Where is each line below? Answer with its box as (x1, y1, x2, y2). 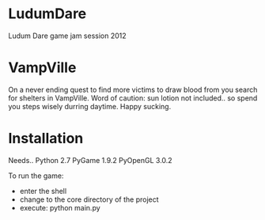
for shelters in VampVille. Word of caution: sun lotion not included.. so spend (8, 93, 258, 103)
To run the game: (8, 171, 64, 180)
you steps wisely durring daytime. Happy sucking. (8, 101, 172, 111)
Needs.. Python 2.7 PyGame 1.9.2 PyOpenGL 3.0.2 (8, 155, 172, 165)
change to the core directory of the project (19, 195, 160, 204)
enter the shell (19, 186, 67, 195)
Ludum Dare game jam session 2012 (8, 31, 127, 40)
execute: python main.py (19, 203, 100, 212)
